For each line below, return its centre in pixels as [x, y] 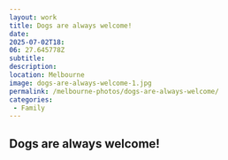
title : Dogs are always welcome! [71, 26]
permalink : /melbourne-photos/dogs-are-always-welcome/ [114, 91]
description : [33, 67]
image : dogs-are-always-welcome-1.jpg [80, 83]
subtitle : [27, 58]
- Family [29, 108]
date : [19, 34]
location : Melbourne [47, 75]
